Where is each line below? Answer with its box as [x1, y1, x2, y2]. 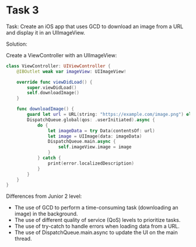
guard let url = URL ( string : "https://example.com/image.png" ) [27, 112, 184, 118]
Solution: [6, 40, 27, 47]
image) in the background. [14, 210, 78, 217]
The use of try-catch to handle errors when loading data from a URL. [14, 223, 180, 230]
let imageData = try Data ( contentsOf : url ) [47, 128, 156, 133]
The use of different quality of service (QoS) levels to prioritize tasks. [14, 217, 181, 224]
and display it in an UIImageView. [6, 29, 86, 36]
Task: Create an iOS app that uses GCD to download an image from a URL [6, 23, 184, 30]
